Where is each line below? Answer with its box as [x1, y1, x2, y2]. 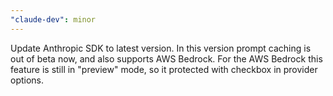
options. [10, 74, 45, 86]
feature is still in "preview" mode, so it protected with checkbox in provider [10, 63, 318, 75]
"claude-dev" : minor [10, 14, 97, 25]
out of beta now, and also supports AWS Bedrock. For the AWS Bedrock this [10, 52, 323, 65]
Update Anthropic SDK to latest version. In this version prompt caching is [10, 42, 312, 54]
